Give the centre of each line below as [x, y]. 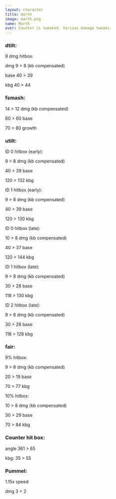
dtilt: [11, 46]
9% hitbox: [16, 358]
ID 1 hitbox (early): [24, 190]
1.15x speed [17, 482]
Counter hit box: [25, 438]
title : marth [19, 14]
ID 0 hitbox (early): [24, 152]
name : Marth [17, 24]
